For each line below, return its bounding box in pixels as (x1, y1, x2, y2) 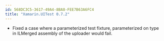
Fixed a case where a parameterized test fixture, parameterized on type (12, 25, 160, 31)
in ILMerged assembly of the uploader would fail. (12, 30, 112, 36)
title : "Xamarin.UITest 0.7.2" (5, 12, 70, 17)
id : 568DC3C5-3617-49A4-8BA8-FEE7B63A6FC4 (5, 7, 94, 12)
